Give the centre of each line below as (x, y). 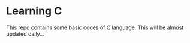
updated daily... (25, 33)
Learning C (34, 11)
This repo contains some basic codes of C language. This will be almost (95, 27)
